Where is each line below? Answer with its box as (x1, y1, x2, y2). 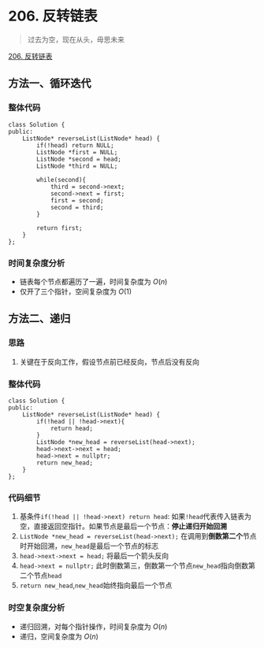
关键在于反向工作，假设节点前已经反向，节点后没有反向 (19, 357, 199, 366)
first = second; (50, 196, 104, 205)
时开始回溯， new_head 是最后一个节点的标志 (19, 541, 159, 551)
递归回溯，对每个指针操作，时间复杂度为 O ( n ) (19, 621, 168, 631)
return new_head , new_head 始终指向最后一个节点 (19, 580, 173, 591)
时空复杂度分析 (8, 602, 65, 613)
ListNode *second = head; (36, 155, 122, 163)
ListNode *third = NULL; (36, 162, 118, 170)
